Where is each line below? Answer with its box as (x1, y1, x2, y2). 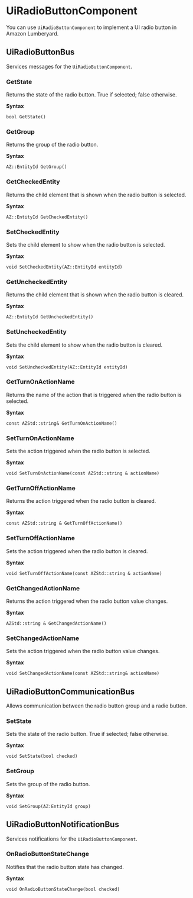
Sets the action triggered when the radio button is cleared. (6, 547, 148, 554)
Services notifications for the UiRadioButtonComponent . (6, 835, 138, 842)
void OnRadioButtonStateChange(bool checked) (6, 886, 120, 892)
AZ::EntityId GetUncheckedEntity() (6, 314, 94, 320)
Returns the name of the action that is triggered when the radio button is (6, 391, 182, 398)
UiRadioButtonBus (6, 47, 75, 57)
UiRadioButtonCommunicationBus (6, 686, 135, 696)
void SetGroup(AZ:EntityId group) (6, 803, 91, 809)
